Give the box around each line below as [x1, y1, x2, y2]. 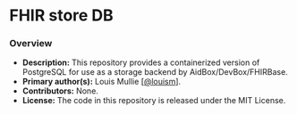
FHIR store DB [9, 5, 114, 26]
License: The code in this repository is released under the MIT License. [21, 95, 286, 106]
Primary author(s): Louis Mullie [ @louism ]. [21, 77, 182, 87]
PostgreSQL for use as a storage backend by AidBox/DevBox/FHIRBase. [21, 67, 288, 77]
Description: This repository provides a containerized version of [21, 57, 260, 68]
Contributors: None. [21, 85, 98, 96]
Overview [9, 37, 53, 50]
